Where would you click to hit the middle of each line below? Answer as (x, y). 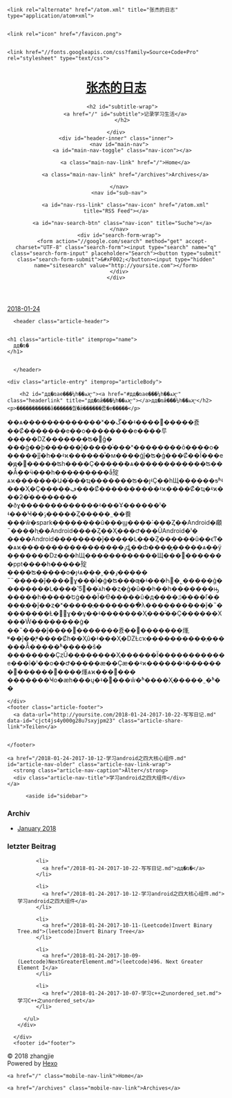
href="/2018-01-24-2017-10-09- (96, 955)
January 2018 (37, 829)
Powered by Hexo (32, 1063)
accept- (196, 241)
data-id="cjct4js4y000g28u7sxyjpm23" (61, 721)
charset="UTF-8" (39, 247)
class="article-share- (151, 721)
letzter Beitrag (32, 847)
